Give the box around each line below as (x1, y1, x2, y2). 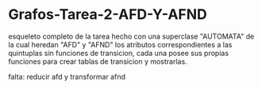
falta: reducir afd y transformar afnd (8, 72, 125, 81)
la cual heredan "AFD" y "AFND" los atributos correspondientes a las (8, 39, 233, 49)
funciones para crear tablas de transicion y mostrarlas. (8, 57, 188, 66)
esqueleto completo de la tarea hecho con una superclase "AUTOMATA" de (8, 32, 255, 41)
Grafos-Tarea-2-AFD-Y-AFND (8, 6, 208, 24)
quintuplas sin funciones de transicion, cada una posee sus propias (8, 48, 229, 57)
